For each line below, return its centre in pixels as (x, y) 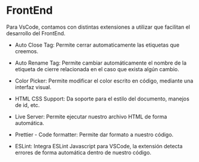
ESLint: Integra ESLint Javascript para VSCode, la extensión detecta (99, 146)
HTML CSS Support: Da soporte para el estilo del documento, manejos (102, 99)
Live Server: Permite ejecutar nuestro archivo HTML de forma (91, 117)
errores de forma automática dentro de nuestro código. (83, 152)
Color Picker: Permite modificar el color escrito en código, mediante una (104, 81)
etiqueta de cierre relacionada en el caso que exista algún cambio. (97, 69)
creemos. (27, 51)
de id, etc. (27, 105)
